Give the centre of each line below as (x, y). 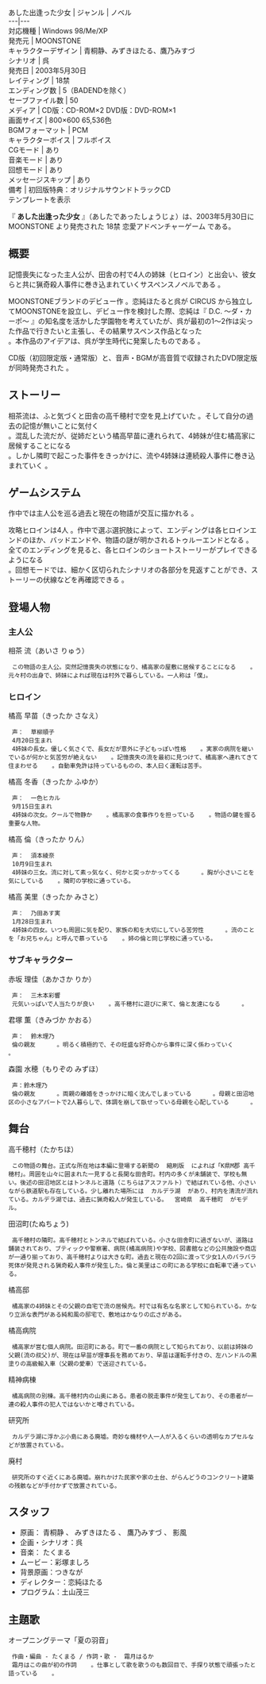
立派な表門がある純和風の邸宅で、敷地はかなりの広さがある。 (100, 1314)
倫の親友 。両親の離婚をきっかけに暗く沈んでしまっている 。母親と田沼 (130, 1094)
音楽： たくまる (45, 1552)
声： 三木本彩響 (36, 996)
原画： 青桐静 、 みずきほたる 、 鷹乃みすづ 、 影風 (103, 1532)
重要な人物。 (26, 824)
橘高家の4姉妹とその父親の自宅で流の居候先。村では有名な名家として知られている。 (128, 1306)
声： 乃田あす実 (36, 913)
